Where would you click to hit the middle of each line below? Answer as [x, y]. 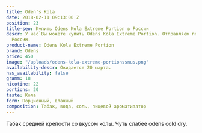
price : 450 [20, 56]
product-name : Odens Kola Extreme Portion [60, 46]
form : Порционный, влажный [40, 101]
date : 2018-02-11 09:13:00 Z [43, 17]
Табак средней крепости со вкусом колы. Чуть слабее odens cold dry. [97, 123]
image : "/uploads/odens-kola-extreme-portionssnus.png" [78, 62]
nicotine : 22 [23, 84]
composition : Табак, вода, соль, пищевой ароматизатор [76, 106]
